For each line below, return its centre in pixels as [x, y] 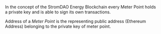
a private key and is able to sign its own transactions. [58, 12]
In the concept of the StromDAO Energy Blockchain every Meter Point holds [80, 7]
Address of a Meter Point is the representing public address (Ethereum [76, 21]
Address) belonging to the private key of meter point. [58, 26]
